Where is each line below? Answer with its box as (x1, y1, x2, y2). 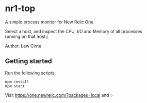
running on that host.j (5, 34, 48, 39)
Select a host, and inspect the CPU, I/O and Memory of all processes (5, 28, 143, 34)
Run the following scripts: (5, 70, 56, 76)
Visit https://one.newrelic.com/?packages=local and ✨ (5, 92, 114, 98)
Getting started (5, 57, 52, 66)
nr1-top (5, 3, 35, 14)
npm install (5, 79, 29, 84)
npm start (5, 84, 25, 88)
